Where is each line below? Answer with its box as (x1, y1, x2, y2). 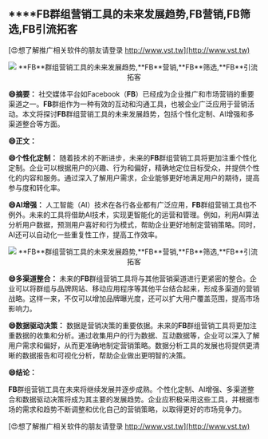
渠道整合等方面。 (8, 119, 65, 129)
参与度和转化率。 (8, 183, 65, 192)
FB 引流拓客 (22, 22, 78, 36)
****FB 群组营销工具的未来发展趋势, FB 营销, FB (8, 7, 241, 22)
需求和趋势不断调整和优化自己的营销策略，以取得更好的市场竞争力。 (22, 404, 246, 413)
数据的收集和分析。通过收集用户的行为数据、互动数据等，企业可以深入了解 (14, 330, 260, 340)
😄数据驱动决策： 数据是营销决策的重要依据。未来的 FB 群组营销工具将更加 (8, 320, 250, 330)
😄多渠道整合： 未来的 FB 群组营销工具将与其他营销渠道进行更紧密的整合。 (8, 274, 250, 283)
